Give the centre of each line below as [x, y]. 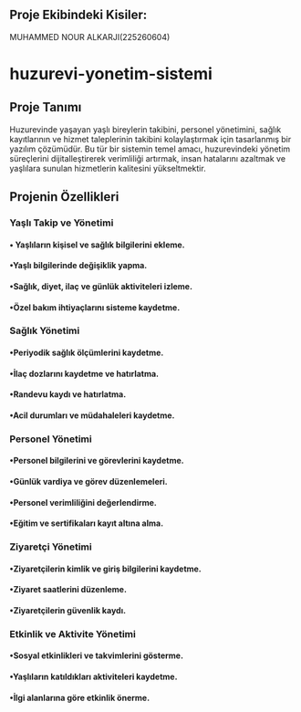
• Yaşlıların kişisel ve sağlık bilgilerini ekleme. [97, 245]
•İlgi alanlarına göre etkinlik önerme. [80, 697]
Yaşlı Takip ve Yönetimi [62, 223]
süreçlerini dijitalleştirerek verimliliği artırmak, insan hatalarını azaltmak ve [147, 158]
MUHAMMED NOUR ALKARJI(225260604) [90, 37]
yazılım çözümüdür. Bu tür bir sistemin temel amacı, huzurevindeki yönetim [150, 149]
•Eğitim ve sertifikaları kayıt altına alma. [87, 523]
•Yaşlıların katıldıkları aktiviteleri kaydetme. [93, 676]
